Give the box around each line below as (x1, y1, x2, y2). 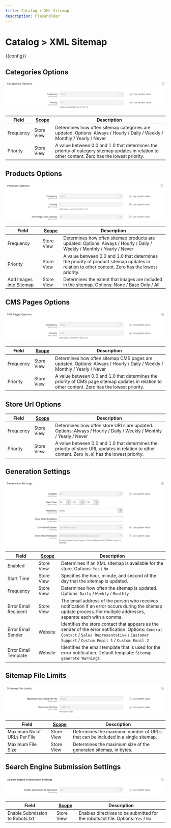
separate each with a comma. (61, 614, 123, 620)
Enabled (7, 563, 25, 569)
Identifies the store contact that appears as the (61, 621, 159, 627)
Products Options (5, 169, 62, 178)
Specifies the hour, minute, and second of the (61, 573, 157, 579)
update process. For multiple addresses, (61, 609, 145, 615)
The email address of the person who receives (61, 597, 158, 603)
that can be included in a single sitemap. (73, 734, 157, 740)
